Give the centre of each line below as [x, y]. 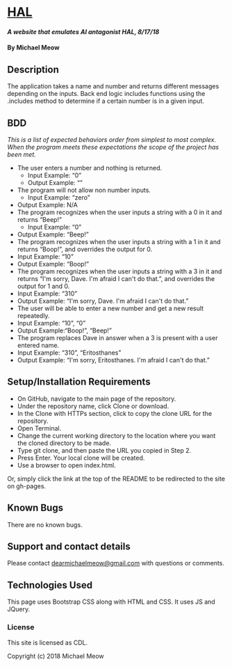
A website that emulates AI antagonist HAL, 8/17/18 [83, 31]
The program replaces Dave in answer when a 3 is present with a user [117, 338]
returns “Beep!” [40, 219]
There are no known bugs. [45, 524]
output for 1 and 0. [43, 286]
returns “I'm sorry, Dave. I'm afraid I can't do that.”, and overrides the [116, 279]
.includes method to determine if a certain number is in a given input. [106, 101]
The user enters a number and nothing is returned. [90, 168]
